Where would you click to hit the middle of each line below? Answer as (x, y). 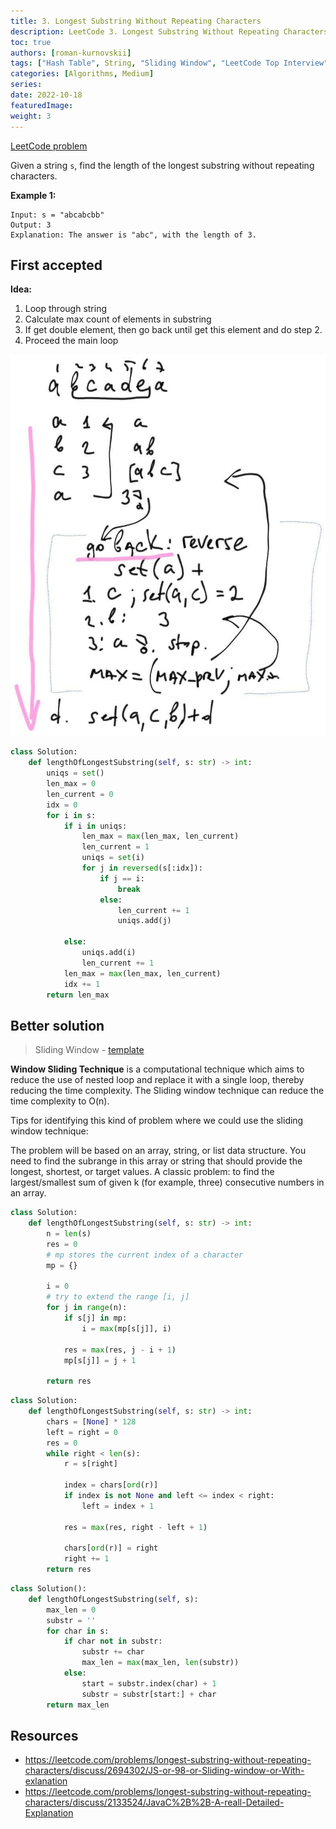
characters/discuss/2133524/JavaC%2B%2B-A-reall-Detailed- (154, 1802)
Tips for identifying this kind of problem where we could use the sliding (157, 1121)
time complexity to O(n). (60, 1101)
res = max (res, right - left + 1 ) (135, 1527)
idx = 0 (62, 805)
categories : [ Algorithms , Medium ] (82, 74)
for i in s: (71, 815)
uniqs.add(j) (144, 921)
